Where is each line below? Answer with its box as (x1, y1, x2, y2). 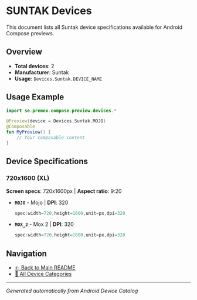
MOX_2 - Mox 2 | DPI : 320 (14, 221, 74, 228)
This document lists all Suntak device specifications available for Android (6, 24, 183, 31)
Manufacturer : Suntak (14, 69, 69, 76)
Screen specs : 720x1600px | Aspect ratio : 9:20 (6, 187, 122, 195)
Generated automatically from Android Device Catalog (6, 287, 138, 295)
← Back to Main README (14, 264, 76, 271)
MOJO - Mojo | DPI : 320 (14, 199, 69, 206)
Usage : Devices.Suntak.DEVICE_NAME (14, 75, 103, 82)
